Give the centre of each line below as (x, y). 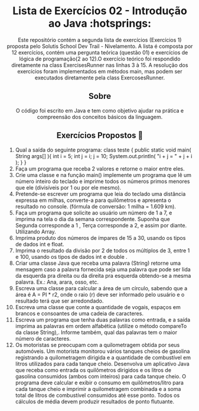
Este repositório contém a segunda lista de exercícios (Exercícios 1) (100, 40)
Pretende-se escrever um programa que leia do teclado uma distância (100, 194)
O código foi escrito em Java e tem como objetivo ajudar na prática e (100, 110)
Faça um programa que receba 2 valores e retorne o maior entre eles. (100, 168)
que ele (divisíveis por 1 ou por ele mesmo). (68, 187)
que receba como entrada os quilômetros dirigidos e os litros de (93, 370)
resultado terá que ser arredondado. (59, 301)
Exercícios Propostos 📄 (100, 135)
